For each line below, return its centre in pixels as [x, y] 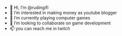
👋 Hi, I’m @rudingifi [29, 8]
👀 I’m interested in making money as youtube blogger [63, 13]
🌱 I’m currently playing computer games [50, 18]
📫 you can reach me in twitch [40, 28]
